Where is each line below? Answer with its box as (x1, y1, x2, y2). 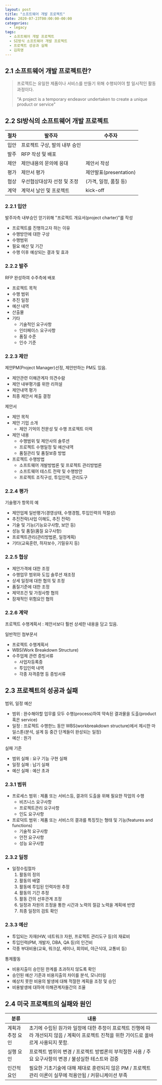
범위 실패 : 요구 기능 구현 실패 (12, 755, 67, 761)
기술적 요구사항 (19, 829, 48, 834)
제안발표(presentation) (85, 169, 136, 176)
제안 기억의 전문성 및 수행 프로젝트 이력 (19, 426, 93, 432)
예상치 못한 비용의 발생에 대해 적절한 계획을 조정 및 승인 (12, 978, 117, 984)
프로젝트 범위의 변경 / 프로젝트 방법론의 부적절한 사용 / (28, 1048, 146, 1055)
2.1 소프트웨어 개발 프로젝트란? (5, 66, 92, 75)
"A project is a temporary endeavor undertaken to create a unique (16, 96, 148, 102)
